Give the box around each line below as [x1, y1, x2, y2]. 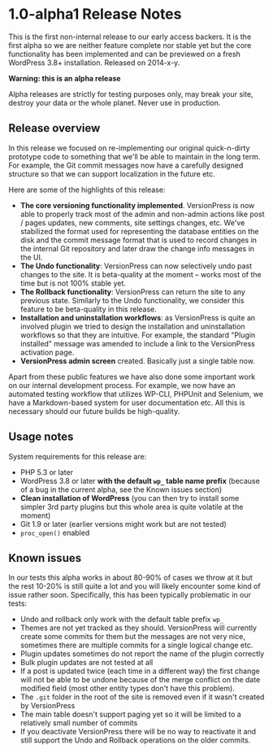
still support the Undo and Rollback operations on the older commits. [19, 735, 251, 745]
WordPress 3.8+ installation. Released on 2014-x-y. [8, 58, 180, 67]
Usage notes [8, 430, 74, 444]
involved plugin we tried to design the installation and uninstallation [19, 321, 245, 331]
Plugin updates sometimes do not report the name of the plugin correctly [19, 649, 265, 659]
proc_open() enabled [19, 528, 90, 538]
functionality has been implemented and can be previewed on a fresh [8, 49, 241, 59]
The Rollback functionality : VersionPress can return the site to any [19, 286, 245, 297]
